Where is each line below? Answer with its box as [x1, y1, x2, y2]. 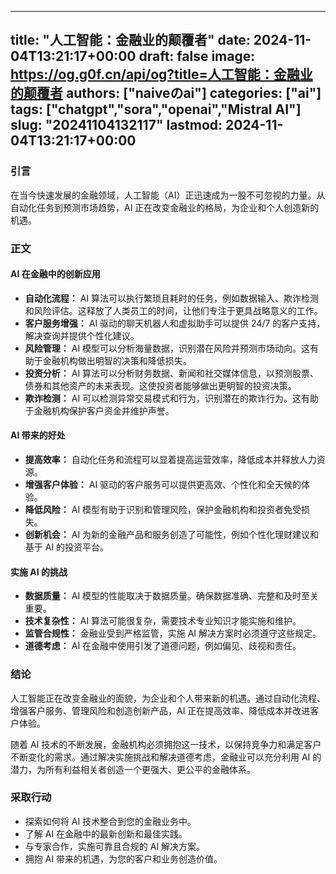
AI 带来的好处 [10, 429, 66, 441]
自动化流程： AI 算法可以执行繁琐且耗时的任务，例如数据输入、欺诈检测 [24, 292, 320, 304]
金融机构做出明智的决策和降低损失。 [42, 354, 192, 366]
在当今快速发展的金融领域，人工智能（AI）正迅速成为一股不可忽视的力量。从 [10, 189, 326, 201]
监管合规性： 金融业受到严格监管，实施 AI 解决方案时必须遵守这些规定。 [24, 627, 322, 640]
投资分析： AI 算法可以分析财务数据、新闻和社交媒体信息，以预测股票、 [24, 367, 320, 379]
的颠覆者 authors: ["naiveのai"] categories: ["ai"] [10, 85, 322, 102]
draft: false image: [138, 48, 256, 65]
